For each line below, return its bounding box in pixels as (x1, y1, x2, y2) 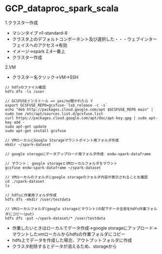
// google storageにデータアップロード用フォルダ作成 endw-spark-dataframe (5, 152, 151, 156)
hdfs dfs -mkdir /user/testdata (5, 197, 71, 202)
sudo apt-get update (5, 124, 47, 129)
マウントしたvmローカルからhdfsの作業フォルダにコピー (12, 231, 126, 237)
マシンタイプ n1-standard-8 (12, 30, 68, 36)
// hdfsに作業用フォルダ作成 (5, 193, 57, 197)
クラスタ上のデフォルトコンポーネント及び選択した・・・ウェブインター (12, 36, 157, 42)
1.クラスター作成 (5, 20, 38, 25)
